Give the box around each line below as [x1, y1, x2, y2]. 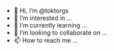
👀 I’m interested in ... [13, 14, 73, 22]
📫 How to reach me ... [13, 37, 78, 44]
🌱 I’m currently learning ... [13, 21, 88, 29]
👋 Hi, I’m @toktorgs [13, 7, 69, 14]
